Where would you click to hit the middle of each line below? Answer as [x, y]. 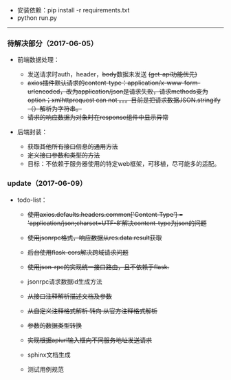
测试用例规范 [45, 369]
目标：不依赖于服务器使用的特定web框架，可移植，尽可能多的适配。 [124, 164]
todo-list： [32, 200]
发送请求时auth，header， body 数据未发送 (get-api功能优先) [112, 74]
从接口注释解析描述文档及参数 [69, 296]
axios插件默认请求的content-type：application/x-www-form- [114, 83]
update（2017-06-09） [47, 183]
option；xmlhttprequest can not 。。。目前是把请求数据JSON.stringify [124, 100]
